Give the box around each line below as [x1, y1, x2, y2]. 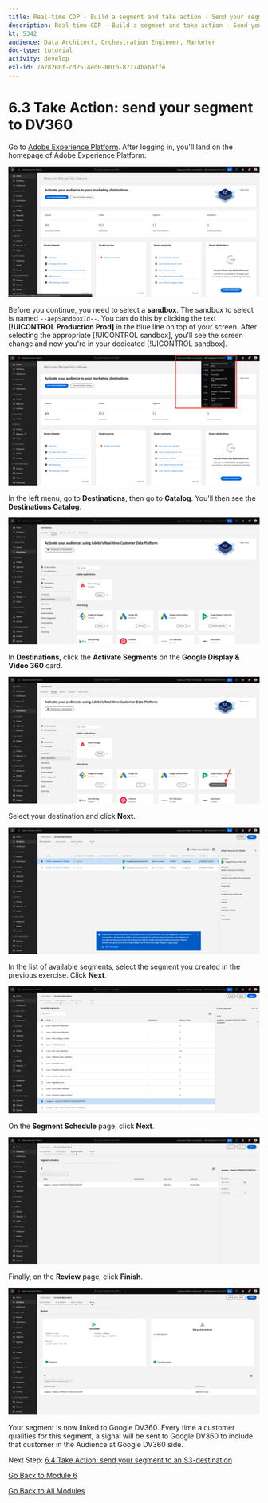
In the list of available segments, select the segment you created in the [8, 962, 241, 972]
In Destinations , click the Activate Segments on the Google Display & [8, 652, 240, 662]
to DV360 [8, 116, 73, 134]
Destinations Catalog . [8, 502, 82, 512]
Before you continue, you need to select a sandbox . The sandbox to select [8, 305, 254, 315]
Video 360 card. [8, 661, 63, 671]
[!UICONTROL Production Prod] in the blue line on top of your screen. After [8, 322, 258, 332]
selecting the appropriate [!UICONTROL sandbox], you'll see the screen [8, 331, 243, 340]
